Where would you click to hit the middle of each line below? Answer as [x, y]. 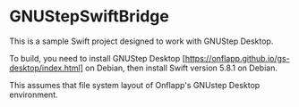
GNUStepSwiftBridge [90, 16]
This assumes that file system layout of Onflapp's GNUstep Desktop [135, 85]
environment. [34, 95]
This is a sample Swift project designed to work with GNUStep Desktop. [141, 41]
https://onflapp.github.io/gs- [237, 58]
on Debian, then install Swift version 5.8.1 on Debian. [181, 68]
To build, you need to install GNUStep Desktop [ [98, 58]
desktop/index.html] [46, 68]
